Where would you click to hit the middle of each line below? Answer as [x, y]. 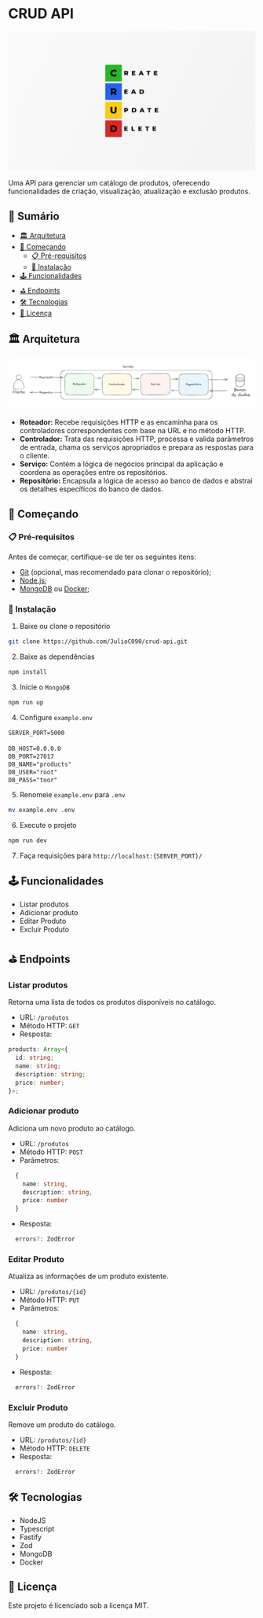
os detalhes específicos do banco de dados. [91, 489]
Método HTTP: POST [51, 1152]
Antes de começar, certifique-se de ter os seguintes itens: [102, 557]
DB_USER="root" [33, 772]
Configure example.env [56, 717]
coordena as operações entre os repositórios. [93, 473]
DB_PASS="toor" [33, 780]
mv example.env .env [42, 810]
